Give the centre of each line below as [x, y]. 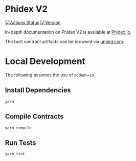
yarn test [15, 154]
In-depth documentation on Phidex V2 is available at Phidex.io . [68, 32]
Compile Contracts [34, 117]
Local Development [45, 61]
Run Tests [21, 143]
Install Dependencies [38, 90]
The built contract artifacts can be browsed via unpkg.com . [65, 41]
